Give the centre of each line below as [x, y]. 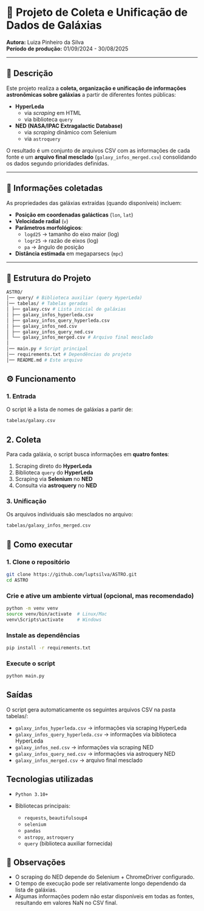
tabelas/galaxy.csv [31, 421]
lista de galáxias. [36, 890]
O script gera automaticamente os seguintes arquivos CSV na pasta [91, 709]
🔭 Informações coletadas [55, 188]
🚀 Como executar [39, 545]
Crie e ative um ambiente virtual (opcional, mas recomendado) [100, 595]
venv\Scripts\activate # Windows [54, 620]
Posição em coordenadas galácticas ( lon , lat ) [74, 215]
